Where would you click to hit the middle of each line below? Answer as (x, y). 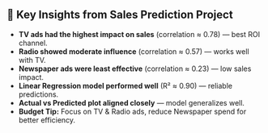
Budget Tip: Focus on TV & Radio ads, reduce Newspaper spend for (132, 111)
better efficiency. (47, 120)
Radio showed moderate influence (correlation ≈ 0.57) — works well (134, 51)
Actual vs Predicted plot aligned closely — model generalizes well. (132, 102)
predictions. (38, 94)
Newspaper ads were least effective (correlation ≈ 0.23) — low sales (135, 69)
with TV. (32, 60)
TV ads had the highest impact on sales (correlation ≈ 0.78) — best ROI (139, 34)
